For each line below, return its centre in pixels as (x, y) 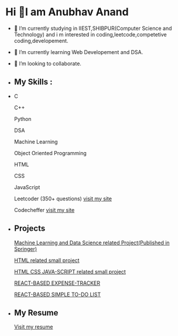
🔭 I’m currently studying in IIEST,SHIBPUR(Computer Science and (93, 28)
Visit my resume (33, 327)
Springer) (25, 248)
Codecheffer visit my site (44, 210)
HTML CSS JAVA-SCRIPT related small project (70, 271)
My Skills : (33, 82)
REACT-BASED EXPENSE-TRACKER (57, 283)
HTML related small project (47, 260)
